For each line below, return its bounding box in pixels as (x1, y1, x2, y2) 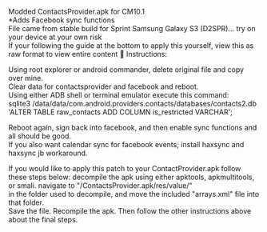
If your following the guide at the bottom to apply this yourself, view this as (8, 41, 254, 50)
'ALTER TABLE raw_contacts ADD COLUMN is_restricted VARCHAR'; (8, 107, 233, 117)
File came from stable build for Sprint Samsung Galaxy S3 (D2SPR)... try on (8, 24, 256, 33)
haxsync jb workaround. (8, 148, 88, 158)
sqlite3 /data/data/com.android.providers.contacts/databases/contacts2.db (8, 99, 257, 108)
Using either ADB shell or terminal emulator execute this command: (8, 90, 229, 99)
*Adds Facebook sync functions (8, 15, 115, 25)
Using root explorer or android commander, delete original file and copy (8, 65, 245, 74)
